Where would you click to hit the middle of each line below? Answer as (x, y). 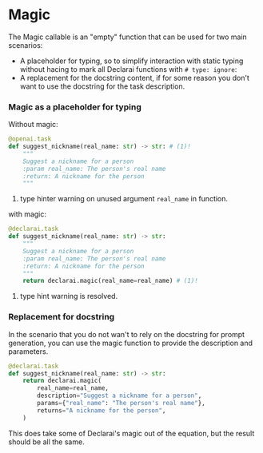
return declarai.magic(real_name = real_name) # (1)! (110, 281)
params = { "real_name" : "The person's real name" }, (121, 403)
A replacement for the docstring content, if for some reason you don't (135, 77)
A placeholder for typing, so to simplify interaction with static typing (131, 61)
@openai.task (30, 139)
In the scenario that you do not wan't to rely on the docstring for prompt (127, 334)
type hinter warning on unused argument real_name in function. (124, 199)
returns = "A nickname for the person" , (102, 410)
